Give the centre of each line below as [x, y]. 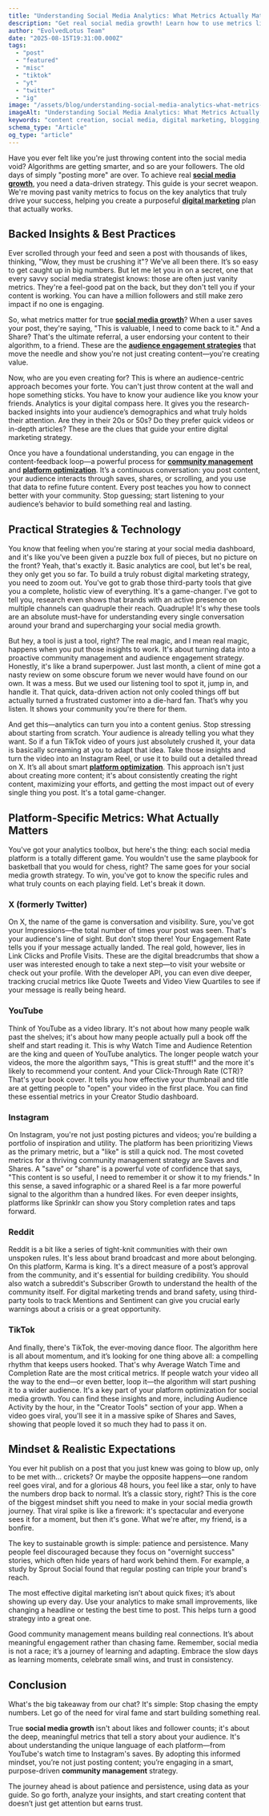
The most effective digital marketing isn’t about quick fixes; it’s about [122, 1593]
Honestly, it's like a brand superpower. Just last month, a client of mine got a [134, 667]
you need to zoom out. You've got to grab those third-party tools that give [130, 583]
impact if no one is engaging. [56, 305]
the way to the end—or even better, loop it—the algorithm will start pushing [132, 1381]
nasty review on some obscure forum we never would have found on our [128, 675]
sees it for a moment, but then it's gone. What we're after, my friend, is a [128, 1519]
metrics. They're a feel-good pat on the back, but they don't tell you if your [132, 287]
